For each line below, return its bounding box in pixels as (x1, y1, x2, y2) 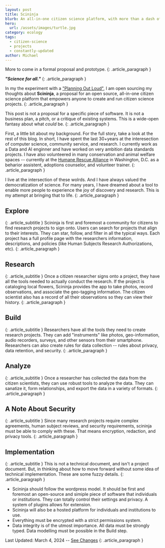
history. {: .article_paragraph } (5, 300, 66, 305)
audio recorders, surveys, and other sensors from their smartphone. (5, 337, 143, 343)
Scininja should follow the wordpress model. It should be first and (12, 486, 145, 492)
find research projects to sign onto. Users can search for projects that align (5, 225, 157, 231)
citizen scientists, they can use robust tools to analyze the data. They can (5, 380, 154, 386)
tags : (5, 35, 16, 40)
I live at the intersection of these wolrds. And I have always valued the (5, 177, 146, 183)
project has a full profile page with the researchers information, (5, 236, 133, 242)
